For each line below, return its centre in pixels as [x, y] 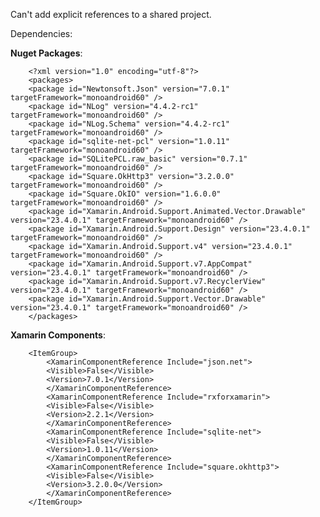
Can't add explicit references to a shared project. [111, 14]
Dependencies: [41, 33]
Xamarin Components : [58, 335]
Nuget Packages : [46, 53]
